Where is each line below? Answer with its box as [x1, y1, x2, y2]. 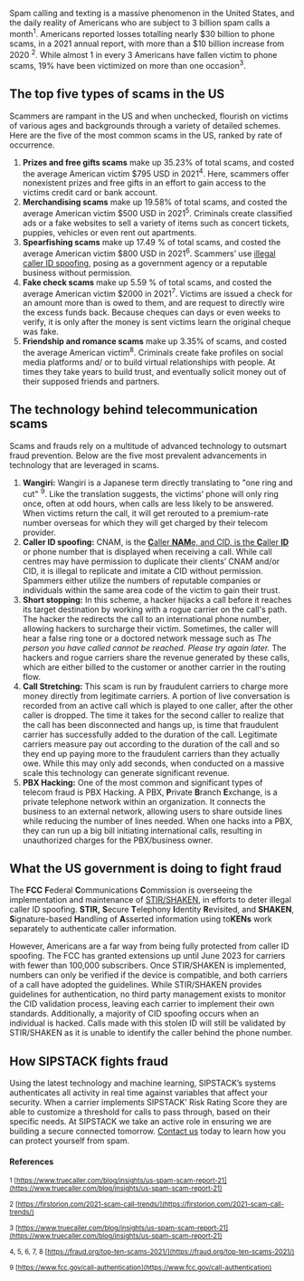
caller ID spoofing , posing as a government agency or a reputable [22, 257, 268, 268]
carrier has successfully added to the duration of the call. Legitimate [22, 729, 278, 740]
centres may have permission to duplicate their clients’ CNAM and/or [22, 556, 280, 567]
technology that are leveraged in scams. [9, 459, 160, 470]
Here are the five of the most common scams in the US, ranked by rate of [9, 129, 283, 140]
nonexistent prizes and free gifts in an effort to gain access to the [22, 177, 267, 188]
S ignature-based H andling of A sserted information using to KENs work [9, 913, 273, 924]
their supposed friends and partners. [22, 376, 160, 387]
